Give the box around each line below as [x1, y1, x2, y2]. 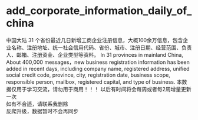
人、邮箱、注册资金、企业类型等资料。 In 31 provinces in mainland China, [6, 51, 184, 58]
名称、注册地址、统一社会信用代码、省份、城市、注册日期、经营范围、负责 [11, 44, 192, 51]
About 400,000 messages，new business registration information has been [6, 59, 190, 66]
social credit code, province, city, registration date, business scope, [6, 71, 171, 78]
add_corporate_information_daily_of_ [6, 4, 192, 18]
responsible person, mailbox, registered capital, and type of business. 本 [6, 78, 182, 85]
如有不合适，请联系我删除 [6, 100, 68, 107]
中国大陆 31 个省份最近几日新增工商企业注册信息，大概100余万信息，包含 [6, 36, 183, 43]
